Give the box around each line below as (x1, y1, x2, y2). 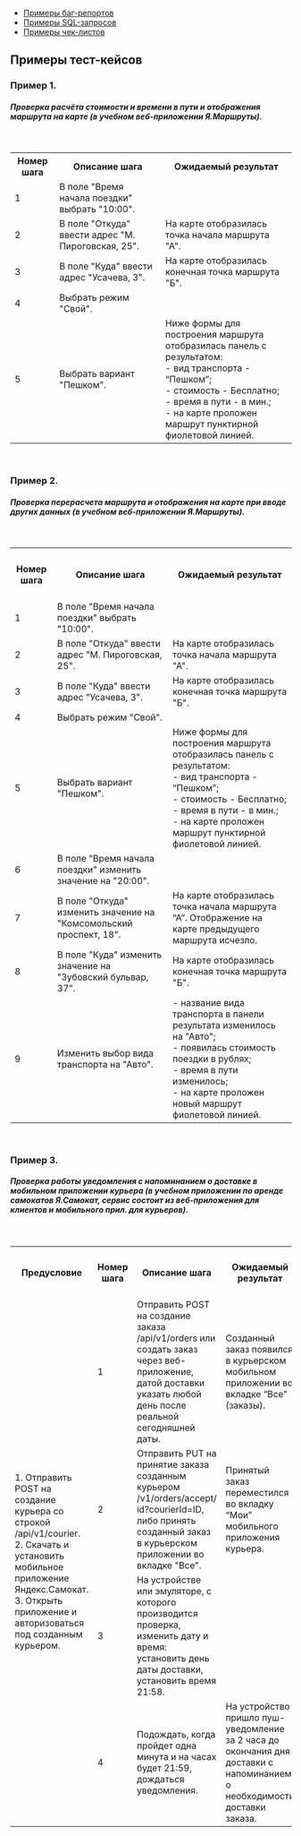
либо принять (136, 1514, 196, 1527)
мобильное (14, 1561, 64, 1574)
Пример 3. (10, 1154, 59, 1166)
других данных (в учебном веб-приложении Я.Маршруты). (10, 506, 245, 517)
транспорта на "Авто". (57, 1058, 155, 1070)
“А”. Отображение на (171, 911, 263, 923)
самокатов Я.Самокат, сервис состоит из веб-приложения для (10, 1195, 260, 1205)
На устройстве (136, 1574, 202, 1586)
